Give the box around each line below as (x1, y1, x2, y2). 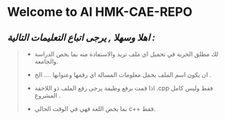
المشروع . (34, 91, 61, 99)
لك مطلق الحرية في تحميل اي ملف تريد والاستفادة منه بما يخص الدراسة (34, 50, 219, 58)
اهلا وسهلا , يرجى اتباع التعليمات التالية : (7, 32, 156, 43)
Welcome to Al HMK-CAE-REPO (7, 4, 192, 20)
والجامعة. (34, 57, 59, 66)
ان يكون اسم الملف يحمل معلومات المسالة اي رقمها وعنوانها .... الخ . (34, 70, 212, 79)
